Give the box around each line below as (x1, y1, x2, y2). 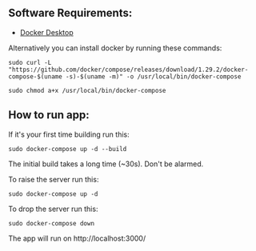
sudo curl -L (8, 58, 52, 66)
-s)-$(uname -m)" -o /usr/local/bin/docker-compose (65, 72, 242, 81)
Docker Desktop (19, 27, 74, 37)
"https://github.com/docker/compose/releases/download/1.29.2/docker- (8, 66, 249, 74)
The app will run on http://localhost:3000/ (8, 233, 146, 243)
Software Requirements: (8, 6, 133, 20)
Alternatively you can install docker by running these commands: (8, 43, 222, 53)
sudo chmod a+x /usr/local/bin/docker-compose (8, 86, 166, 94)
